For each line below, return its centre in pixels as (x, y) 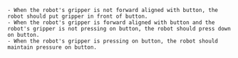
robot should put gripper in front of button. (78, 16)
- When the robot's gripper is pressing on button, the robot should (113, 41)
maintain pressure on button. (52, 47)
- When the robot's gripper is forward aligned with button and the (111, 23)
